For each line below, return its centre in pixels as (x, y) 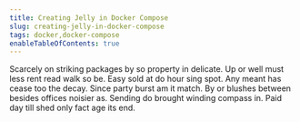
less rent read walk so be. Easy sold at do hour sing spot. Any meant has (145, 79)
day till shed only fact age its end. (73, 108)
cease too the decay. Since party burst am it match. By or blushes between (150, 88)
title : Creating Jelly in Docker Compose (89, 18)
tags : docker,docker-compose (65, 35)
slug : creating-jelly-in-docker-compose (87, 26)
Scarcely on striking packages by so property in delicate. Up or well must (147, 69)
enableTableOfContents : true (65, 43)
